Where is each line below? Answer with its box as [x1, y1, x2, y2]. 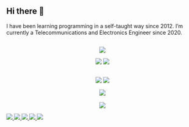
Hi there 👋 [6, 6, 45, 16]
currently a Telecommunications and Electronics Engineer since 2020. [6, 29, 183, 36]
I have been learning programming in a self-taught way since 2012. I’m [6, 22, 184, 29]
